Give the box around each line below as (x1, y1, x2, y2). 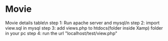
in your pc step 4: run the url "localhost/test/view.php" (5, 30, 118, 36)
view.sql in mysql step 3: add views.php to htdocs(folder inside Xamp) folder (5, 25, 163, 31)
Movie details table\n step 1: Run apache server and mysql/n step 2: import (5, 20, 160, 26)
